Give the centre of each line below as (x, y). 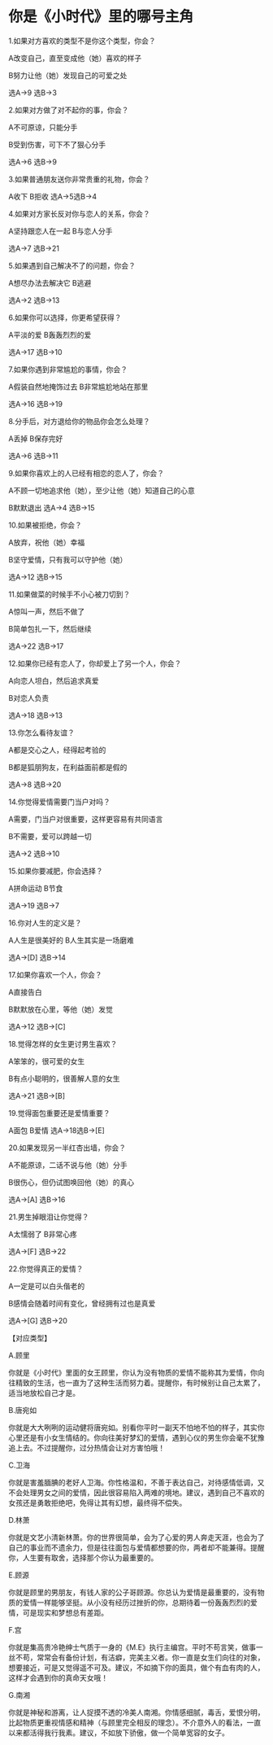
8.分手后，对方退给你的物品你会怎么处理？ (79, 421)
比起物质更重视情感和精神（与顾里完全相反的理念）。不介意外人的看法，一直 (135, 1722)
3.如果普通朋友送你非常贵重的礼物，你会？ (79, 179)
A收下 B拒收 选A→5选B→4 (53, 196)
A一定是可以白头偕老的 (47, 1286)
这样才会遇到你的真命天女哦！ (58, 1677)
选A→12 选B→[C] (37, 1026)
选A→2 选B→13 (34, 300)
